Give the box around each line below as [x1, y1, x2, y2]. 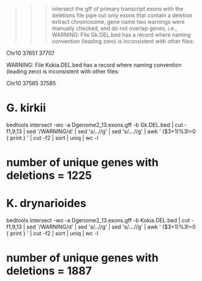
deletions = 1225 [6, 169, 92, 183]
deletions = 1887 [6, 264, 92, 278]
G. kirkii [6, 101, 46, 115]
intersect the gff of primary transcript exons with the [51, 5, 184, 12]
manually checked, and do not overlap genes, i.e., [51, 24, 178, 32]
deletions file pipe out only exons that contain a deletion [51, 12, 193, 19]
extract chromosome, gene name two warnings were [51, 18, 185, 25]
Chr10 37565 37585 [6, 79, 56, 87]
